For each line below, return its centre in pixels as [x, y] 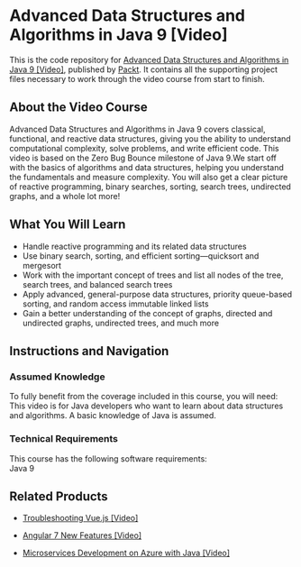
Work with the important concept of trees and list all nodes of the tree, [153, 275]
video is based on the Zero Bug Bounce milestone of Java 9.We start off [143, 158]
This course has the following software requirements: [108, 458]
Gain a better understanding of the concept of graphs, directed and [147, 313]
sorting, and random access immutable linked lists [115, 304]
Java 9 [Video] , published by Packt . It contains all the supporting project [143, 69]
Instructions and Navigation [89, 351]
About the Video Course [79, 108]
